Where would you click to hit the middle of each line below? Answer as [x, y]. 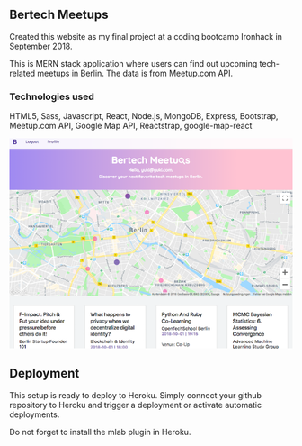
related [22, 73]
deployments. [35, 414]
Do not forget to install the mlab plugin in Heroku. [100, 432]
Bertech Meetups [59, 15]
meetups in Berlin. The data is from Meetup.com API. [135, 73]
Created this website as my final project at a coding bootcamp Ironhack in [146, 36]
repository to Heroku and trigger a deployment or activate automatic [136, 405]
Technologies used [52, 96]
